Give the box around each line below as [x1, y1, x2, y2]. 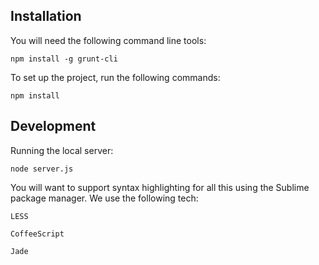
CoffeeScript [10, 229, 65, 239]
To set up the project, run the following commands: [10, 71, 221, 83]
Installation [10, 8, 82, 25]
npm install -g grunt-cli [10, 54, 118, 64]
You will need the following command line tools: [10, 34, 207, 46]
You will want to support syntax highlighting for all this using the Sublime [10, 181, 310, 193]
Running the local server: [10, 144, 114, 156]
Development [10, 118, 97, 135]
